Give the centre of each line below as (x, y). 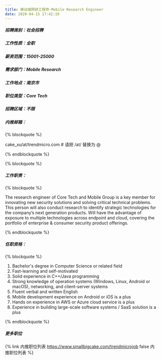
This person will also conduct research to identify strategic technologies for (80, 208)
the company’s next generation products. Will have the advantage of (73, 213)
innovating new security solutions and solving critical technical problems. (78, 203)
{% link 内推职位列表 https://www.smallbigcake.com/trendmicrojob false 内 (80, 346)
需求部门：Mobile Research (33, 70)
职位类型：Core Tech (26, 95)
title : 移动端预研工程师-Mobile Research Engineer (54, 9)
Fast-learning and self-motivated (45, 271)
